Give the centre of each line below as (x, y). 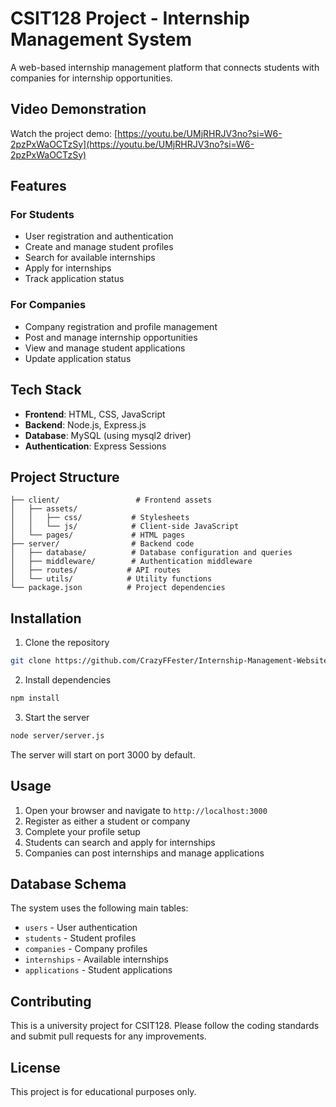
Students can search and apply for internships (120, 842)
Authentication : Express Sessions (95, 446)
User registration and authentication (99, 236)
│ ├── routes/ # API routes (96, 570)
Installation (46, 618)
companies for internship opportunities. (91, 78)
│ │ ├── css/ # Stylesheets (100, 518)
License (35, 1067)
